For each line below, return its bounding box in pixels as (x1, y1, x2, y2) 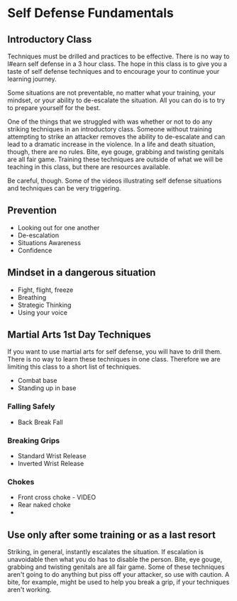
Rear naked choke (17, 501, 71, 509)
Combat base (17, 377, 57, 385)
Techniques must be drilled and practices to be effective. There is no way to (7, 52, 230, 60)
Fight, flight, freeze (17, 286, 74, 294)
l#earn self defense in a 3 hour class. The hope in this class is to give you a (7, 60, 227, 68)
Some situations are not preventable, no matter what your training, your (7, 89, 216, 97)
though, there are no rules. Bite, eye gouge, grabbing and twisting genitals (7, 148, 225, 156)
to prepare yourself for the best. (7, 104, 101, 112)
